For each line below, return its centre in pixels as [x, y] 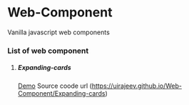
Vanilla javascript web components [59, 32]
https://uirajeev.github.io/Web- [137, 86]
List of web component [48, 51]
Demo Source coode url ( [55, 86]
